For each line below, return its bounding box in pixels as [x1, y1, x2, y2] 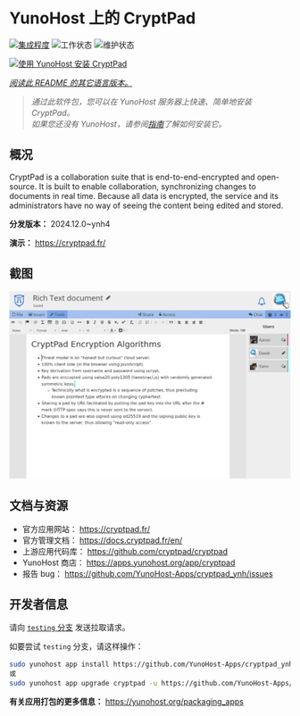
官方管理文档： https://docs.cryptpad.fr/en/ [21, 535, 183, 545]
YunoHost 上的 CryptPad [9, 8, 196, 29]
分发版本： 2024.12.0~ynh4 [9, 218, 111, 229]
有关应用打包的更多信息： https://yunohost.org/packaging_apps [9, 695, 244, 706]
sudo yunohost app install [9, 660, 110, 670]
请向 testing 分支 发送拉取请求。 [9, 622, 130, 633]
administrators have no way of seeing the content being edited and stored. [9, 200, 284, 211]
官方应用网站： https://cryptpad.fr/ [21, 523, 150, 534]
